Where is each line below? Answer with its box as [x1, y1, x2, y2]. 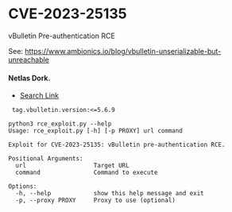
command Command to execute [15, 168, 158, 177]
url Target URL [15, 162, 130, 170]
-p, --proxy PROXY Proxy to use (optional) [15, 196, 176, 205]
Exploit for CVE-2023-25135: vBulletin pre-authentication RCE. [8, 141, 226, 149]
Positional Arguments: [8, 155, 83, 163]
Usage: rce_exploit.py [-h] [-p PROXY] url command [8, 127, 183, 135]
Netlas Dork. [8, 73, 51, 83]
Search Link [19, 91, 60, 100]
